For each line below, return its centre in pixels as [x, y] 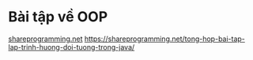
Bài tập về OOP [58, 17]
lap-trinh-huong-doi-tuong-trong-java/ [72, 47]
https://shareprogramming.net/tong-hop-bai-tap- [164, 39]
